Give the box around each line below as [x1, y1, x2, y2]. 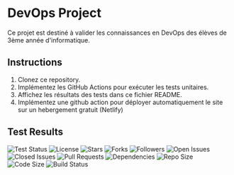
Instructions [7, 57, 62, 69]
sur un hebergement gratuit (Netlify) [17, 105, 124, 114]
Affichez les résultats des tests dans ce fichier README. [17, 90, 183, 98]
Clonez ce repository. [17, 75, 81, 84]
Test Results [7, 126, 64, 138]
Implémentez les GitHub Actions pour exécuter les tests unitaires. [17, 83, 209, 91]
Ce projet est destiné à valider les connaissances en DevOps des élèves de [7, 28, 227, 37]
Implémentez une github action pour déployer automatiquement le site [17, 98, 223, 106]
